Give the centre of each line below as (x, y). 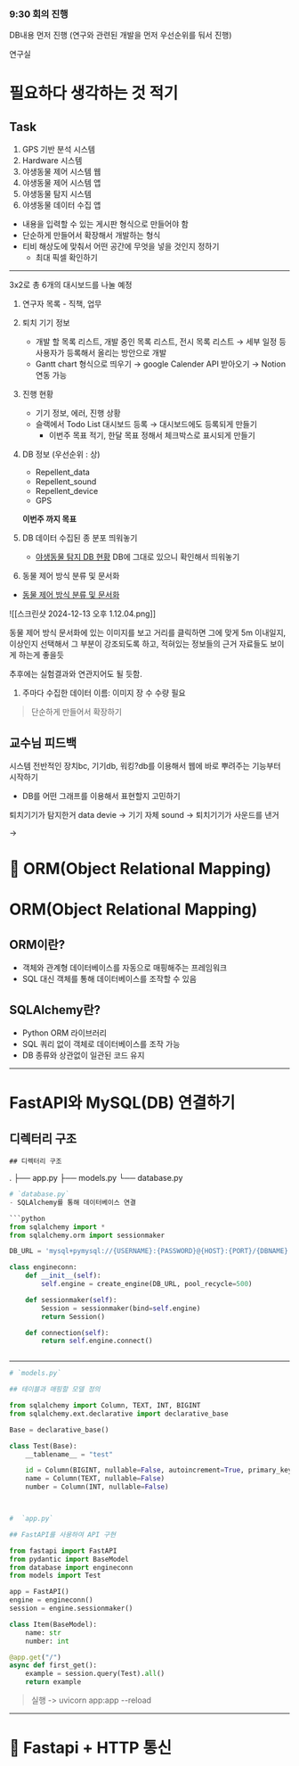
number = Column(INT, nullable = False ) (97, 1487)
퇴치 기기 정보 (46, 323)
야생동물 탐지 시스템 (57, 194)
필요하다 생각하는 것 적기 (94, 93)
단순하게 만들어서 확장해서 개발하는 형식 (91, 235)
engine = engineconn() (51, 1600)
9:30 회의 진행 (39, 13)
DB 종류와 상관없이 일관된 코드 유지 (83, 1055)
